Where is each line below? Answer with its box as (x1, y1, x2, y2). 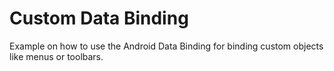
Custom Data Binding (9, 7, 189, 30)
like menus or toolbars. (9, 50, 104, 62)
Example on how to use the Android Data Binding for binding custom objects (9, 40, 324, 52)
